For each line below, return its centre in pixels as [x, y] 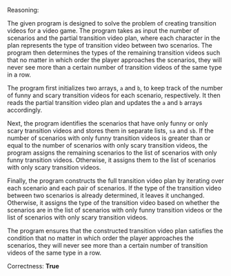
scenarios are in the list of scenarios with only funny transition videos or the [115, 210]
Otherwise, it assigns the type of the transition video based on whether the [113, 203]
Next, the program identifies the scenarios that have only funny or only [108, 123]
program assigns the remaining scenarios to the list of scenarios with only [112, 152]
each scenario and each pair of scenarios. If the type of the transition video [114, 188]
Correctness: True [33, 266]
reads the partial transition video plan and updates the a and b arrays [105, 102]
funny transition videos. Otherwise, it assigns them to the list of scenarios [111, 160]
